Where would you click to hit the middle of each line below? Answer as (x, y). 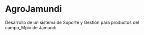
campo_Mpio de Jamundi (31, 27)
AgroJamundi (34, 9)
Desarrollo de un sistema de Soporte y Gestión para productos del (72, 22)
